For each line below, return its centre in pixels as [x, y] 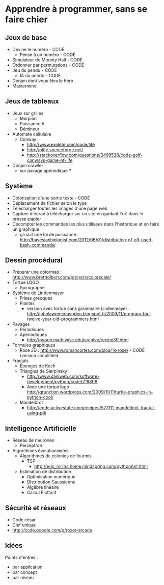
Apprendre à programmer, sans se [76, 9]
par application [27, 567]
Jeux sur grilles [28, 113]
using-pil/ [37, 413]
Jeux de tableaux [32, 101]
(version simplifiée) [39, 356]
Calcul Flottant [41, 493]
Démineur [29, 129]
